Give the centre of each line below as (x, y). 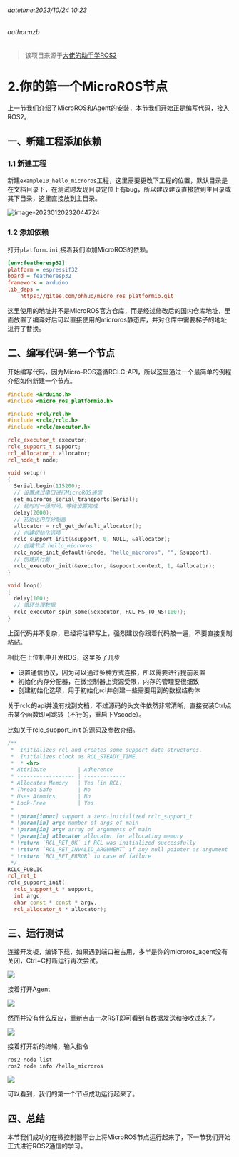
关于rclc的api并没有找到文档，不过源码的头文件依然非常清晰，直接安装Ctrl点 (119, 705)
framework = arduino (38, 283)
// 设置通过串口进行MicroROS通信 (58, 493)
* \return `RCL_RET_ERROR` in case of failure (81, 856)
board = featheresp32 (40, 276)
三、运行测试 (36, 934)
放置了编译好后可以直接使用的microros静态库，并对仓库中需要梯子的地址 (120, 319)
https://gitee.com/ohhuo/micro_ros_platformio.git (97, 297)
